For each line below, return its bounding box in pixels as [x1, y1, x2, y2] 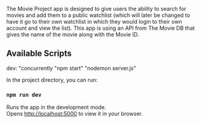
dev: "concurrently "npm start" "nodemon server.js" [6, 64, 137, 71]
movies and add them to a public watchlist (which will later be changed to [6, 12, 190, 19]
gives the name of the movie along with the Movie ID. [6, 31, 140, 38]
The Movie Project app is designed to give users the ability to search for [6, 5, 186, 12]
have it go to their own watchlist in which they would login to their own [6, 18, 182, 25]
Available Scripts [6, 48, 72, 59]
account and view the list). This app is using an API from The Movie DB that [6, 24, 196, 32]
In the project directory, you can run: [6, 76, 98, 84]
